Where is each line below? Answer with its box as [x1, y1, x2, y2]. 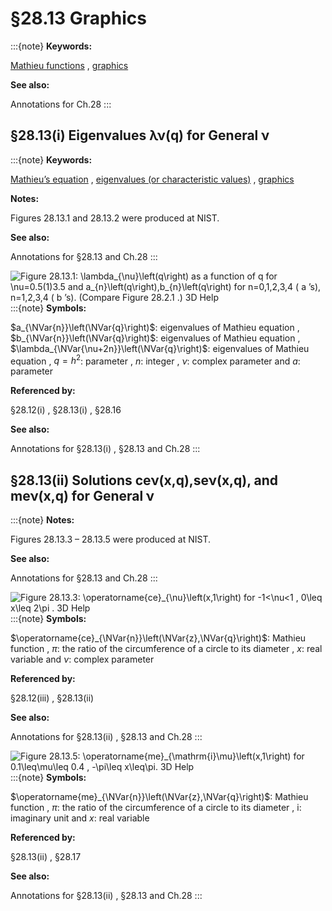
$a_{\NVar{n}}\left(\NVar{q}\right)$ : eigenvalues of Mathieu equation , [10, 321, 300, 333]
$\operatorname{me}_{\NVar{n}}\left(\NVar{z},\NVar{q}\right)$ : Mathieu [10, 791, 309, 803]
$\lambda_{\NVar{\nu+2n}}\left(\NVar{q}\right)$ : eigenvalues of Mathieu [10, 342, 310, 354]
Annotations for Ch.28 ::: [10, 98, 112, 110]
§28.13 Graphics [10, 7, 147, 30]
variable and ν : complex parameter [10, 653, 155, 666]
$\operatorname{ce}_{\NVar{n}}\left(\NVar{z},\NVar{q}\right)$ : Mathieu [10, 632, 307, 644]
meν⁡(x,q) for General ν [10, 487, 155, 504]
